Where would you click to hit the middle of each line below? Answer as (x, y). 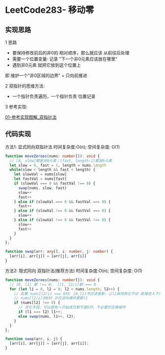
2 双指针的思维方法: (25, 86)
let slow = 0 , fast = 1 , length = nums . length (58, 165)
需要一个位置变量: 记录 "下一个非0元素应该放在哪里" (65, 59)
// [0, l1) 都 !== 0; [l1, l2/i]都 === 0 (53, 284)
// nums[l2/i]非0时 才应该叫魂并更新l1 (51, 298)
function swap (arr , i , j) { (34, 339)
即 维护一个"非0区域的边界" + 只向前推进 (46, 76)
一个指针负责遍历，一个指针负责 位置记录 (54, 96)
